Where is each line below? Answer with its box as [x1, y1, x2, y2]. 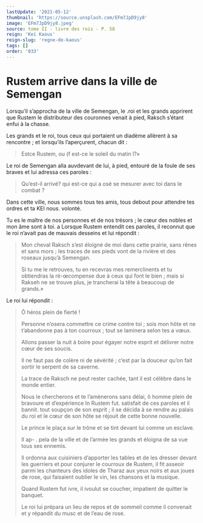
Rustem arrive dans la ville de [6, 74, 158, 88]
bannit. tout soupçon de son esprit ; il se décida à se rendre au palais [21, 405, 194, 413]
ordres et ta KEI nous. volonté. [6, 204, 82, 212]
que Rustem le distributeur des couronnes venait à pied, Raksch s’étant [6, 113, 184, 121]
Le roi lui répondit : [6, 296, 53, 304]
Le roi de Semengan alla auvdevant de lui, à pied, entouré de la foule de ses [6, 162, 196, 169]
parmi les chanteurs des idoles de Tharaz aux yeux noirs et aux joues [21, 467, 195, 474]
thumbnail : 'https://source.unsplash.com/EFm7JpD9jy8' [6, 15, 148, 21]
